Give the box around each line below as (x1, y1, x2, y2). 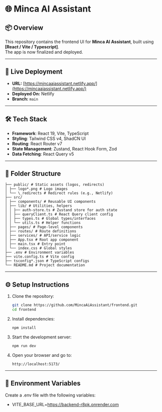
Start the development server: (12, 334, 72, 340)
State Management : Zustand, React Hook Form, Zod (12, 146, 117, 152)
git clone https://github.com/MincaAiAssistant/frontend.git (12, 303, 138, 308)
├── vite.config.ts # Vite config (5, 254, 75, 259)
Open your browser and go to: (12, 352, 72, 358)
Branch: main (12, 96, 39, 102)
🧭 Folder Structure (5, 169, 61, 178)
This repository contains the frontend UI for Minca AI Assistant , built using (5, 39, 154, 45)
